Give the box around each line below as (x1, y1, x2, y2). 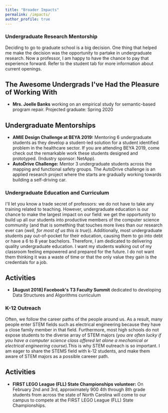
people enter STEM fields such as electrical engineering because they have (5, 321, 161, 327)
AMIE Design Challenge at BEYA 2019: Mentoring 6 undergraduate (12, 134, 151, 140)
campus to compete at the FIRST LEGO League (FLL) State (12, 397, 134, 403)
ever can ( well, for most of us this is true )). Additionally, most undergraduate (5, 227, 162, 233)
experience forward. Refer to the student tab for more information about (5, 60, 153, 66)
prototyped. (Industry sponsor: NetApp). (12, 155, 96, 161)
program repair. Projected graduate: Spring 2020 (12, 106, 113, 112)
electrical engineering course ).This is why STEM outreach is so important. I (5, 342, 160, 348)
